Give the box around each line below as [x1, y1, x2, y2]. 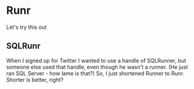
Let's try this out [6, 23, 47, 31]
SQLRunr [6, 41, 41, 51]
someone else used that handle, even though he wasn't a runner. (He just [6, 63, 189, 70]
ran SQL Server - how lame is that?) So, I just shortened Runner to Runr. [6, 70, 185, 77]
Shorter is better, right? [6, 76, 64, 83]
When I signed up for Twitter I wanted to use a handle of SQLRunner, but [6, 57, 187, 64]
